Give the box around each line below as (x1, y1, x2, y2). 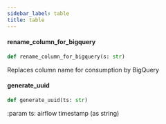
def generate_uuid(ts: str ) (7, 96, 89, 103)
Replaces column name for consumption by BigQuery (7, 65, 160, 74)
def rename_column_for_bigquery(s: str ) (7, 53, 126, 60)
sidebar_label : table (7, 10, 70, 17)
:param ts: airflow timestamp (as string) (7, 109, 120, 117)
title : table (7, 17, 45, 23)
